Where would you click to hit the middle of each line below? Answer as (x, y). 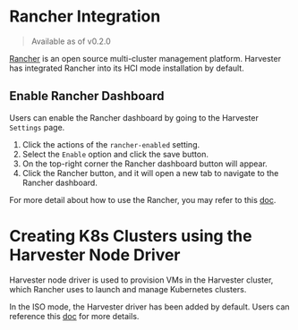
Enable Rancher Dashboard (87, 96)
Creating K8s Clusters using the (131, 236)
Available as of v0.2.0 (71, 41)
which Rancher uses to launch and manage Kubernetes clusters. (128, 289)
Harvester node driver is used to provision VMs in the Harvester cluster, (141, 280)
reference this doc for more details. (74, 316)
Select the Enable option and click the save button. (115, 154)
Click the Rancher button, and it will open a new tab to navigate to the (150, 173)
